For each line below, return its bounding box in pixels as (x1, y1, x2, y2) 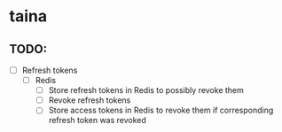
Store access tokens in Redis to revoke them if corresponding (48, 105, 274, 116)
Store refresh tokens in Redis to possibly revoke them (48, 85, 244, 96)
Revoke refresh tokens (48, 95, 131, 105)
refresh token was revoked (48, 115, 146, 126)
